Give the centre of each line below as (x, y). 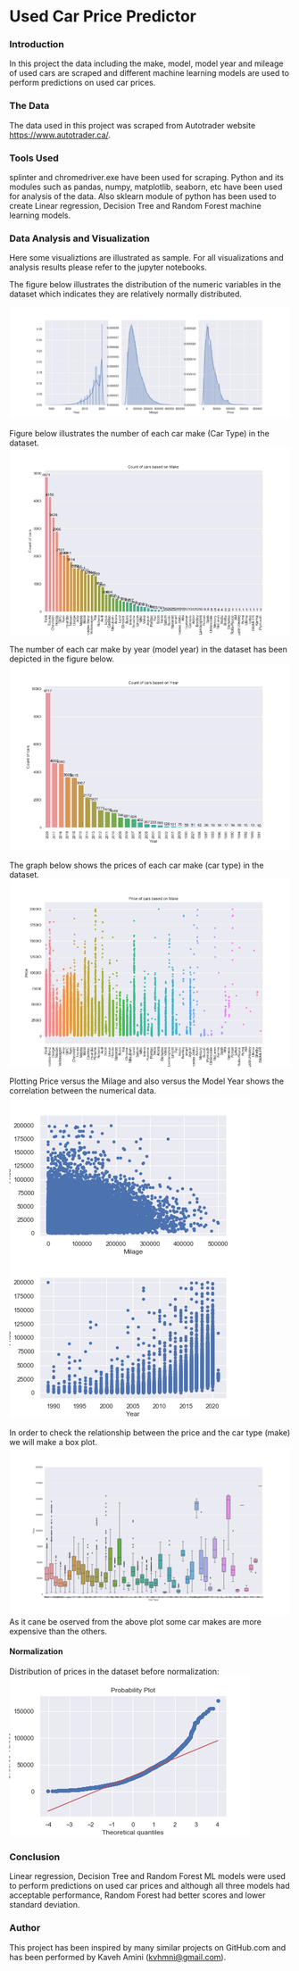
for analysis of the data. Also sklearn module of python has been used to (143, 196)
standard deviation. (45, 1905)
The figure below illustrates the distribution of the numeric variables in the (145, 285)
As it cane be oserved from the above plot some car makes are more (135, 1621)
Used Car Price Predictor (103, 17)
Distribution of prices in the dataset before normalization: (114, 1672)
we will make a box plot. (54, 1442)
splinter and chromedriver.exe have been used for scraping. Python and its (146, 178)
